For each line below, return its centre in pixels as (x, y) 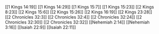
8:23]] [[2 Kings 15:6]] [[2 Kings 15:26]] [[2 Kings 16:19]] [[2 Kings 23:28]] (79, 12)
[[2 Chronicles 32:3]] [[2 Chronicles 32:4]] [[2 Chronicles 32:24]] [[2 (73, 17)
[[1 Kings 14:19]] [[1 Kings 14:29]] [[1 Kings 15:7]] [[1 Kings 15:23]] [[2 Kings (79, 7)
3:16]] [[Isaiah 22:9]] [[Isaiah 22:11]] (40, 27)
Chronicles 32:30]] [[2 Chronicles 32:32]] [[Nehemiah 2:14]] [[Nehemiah (77, 22)
